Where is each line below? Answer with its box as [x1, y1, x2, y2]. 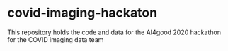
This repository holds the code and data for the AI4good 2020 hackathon [7, 28, 222, 36]
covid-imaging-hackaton [7, 5, 158, 21]
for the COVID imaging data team [7, 35, 104, 43]
